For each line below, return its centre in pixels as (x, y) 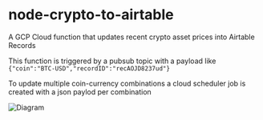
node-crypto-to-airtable (91, 15)
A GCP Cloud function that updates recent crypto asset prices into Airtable (131, 37)
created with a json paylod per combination (80, 92)
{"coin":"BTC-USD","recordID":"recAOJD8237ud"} (89, 68)
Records (22, 45)
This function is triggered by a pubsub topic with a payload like (112, 61)
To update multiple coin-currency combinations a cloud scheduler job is (127, 83)
